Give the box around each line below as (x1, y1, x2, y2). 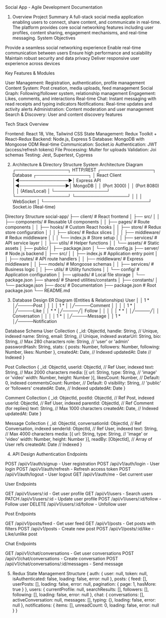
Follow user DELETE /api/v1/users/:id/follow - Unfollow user (5, 501, 127, 507)
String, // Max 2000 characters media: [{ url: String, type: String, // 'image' (5, 369, 157, 375)
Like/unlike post (5, 531, 38, 537)
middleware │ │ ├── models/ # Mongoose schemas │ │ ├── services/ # (5, 261, 154, 267)
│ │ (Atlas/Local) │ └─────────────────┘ (12, 188, 110, 194)
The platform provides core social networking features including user (12, 24, 154, 30)
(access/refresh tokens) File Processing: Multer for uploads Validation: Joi (5, 147, 157, 152)
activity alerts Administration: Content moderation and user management (5, 106, 154, 112)
